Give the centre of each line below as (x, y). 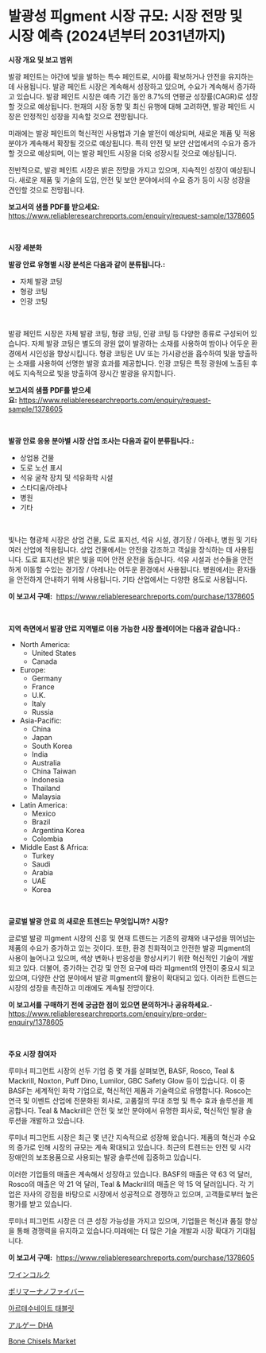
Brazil (41, 822)
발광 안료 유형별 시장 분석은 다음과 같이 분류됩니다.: (87, 264)
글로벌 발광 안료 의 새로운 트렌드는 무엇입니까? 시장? (89, 921)
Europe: (33, 669)
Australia (46, 762)
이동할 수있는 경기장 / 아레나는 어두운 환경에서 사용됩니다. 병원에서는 (129, 569)
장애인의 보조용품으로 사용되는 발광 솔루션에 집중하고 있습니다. (105, 1157)
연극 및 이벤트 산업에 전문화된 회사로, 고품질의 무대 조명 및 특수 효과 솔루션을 (127, 1100)
